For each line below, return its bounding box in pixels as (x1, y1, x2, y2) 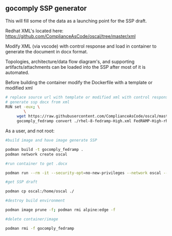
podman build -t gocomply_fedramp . (5, 147, 83, 152)
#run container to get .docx (5, 161, 68, 166)
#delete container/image (5, 217, 58, 222)
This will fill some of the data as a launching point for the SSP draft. (5, 17, 147, 24)
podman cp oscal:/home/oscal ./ (5, 189, 74, 194)
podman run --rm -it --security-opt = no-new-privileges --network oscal (5, 170, 161, 175)
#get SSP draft (5, 180, 38, 185)
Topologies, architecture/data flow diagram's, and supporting (5, 58, 135, 65)
